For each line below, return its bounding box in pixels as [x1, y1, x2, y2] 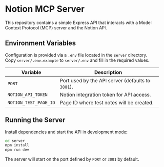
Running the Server [5, 116, 65, 124]
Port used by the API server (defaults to [60, 77, 150, 84]
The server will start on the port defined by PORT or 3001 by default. [5, 156, 139, 162]
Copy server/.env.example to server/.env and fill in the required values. [5, 57, 150, 63]
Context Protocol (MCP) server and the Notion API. [5, 24, 107, 30]
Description [94, 69, 122, 75]
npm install [5, 143, 29, 148]
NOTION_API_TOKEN [7, 92, 48, 97]
